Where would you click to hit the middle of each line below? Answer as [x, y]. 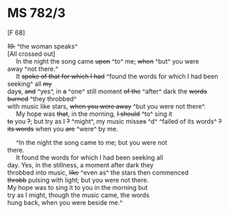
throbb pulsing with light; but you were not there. [78, 180]
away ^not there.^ [33, 69]
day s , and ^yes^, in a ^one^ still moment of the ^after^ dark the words [107, 91]
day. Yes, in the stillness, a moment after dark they [80, 165]
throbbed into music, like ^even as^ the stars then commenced [98, 172]
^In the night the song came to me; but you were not [92, 142]
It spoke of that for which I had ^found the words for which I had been [117, 76]
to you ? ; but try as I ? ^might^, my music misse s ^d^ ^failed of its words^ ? [114, 121]
